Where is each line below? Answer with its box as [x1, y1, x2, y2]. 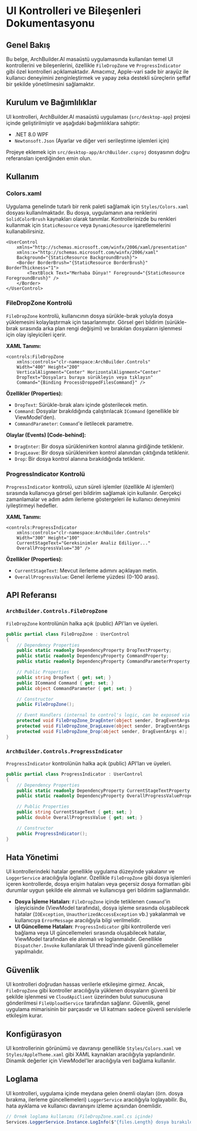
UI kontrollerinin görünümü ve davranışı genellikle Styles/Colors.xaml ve [6, 1045, 182, 1052]
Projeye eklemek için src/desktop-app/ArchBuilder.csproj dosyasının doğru [6, 148, 190, 155]
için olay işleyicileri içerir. [6, 331, 67, 338]
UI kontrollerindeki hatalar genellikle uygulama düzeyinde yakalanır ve [6, 868, 175, 875]
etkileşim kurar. [6, 1012, 43, 1019]
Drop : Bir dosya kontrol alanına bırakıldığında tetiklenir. [14, 455, 145, 462]
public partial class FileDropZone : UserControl [6, 631, 130, 637]
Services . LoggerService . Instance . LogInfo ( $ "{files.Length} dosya [6, 1119, 169, 1125]
